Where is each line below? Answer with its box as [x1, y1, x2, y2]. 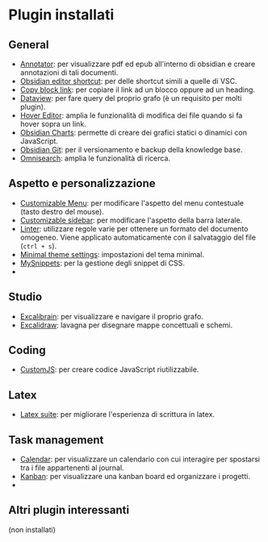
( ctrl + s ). [19, 240, 57, 251]
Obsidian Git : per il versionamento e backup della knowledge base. [19, 145, 243, 154]
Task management [8, 433, 104, 447]
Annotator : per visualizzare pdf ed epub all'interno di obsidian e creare [19, 59, 256, 69]
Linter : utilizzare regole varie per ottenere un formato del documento [19, 223, 249, 233]
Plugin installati [8, 6, 115, 24]
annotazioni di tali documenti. [19, 68, 119, 77]
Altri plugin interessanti [8, 503, 130, 517]
